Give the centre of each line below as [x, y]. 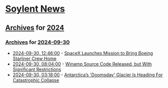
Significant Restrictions [37, 69]
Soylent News [35, 9]
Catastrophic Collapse [36, 80]
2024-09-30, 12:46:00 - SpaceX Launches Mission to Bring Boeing [83, 53]
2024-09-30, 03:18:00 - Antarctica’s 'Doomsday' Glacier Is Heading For [88, 75]
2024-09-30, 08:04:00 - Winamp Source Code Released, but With [82, 64]
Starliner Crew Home [35, 58]
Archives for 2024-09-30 [38, 42]
